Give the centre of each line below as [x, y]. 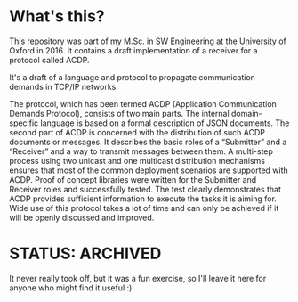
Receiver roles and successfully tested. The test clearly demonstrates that [145, 189]
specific [24, 123]
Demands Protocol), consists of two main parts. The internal [119, 113]
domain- [246, 113]
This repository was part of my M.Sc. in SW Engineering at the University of [148, 41]
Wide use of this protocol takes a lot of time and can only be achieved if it [144, 208]
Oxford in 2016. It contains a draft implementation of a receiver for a [133, 50]
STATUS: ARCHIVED [85, 253]
